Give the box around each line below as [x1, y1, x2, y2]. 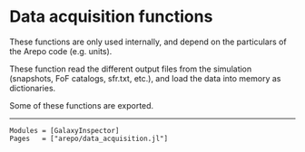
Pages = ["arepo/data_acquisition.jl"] [9, 134, 169, 143]
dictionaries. [9, 82, 56, 93]
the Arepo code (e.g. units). [9, 45, 113, 56]
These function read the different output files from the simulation [9, 63, 252, 74]
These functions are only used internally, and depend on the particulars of [9, 36, 288, 47]
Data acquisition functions [9, 6, 213, 27]
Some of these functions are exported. [9, 100, 154, 110]
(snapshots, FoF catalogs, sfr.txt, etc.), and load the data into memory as [9, 72, 281, 83]
